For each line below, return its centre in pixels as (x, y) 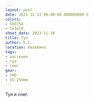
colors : (13, 19)
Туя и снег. (17, 94)
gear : (11, 71)
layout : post (19, 10)
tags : (11, 52)
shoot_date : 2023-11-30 (30, 33)
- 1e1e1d (14, 29)
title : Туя (17, 38)
